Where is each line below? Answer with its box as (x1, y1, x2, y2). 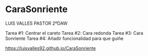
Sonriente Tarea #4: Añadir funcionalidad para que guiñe (5, 35, 124, 41)
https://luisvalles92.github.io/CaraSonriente (5, 45, 96, 51)
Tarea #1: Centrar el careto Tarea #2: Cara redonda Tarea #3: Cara (5, 30, 143, 36)
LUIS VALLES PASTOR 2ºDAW (5, 20, 68, 26)
